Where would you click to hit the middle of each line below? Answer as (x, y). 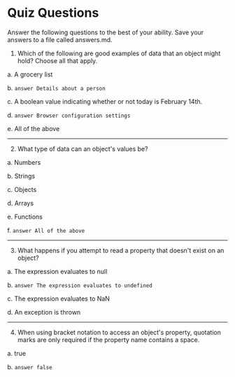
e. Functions (25, 217)
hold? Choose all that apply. (57, 60)
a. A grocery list (30, 74)
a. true (17, 353)
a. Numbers (24, 162)
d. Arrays (20, 203)
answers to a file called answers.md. (60, 39)
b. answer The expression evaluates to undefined (80, 285)
